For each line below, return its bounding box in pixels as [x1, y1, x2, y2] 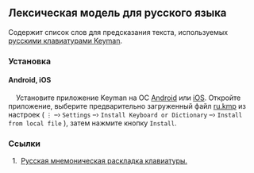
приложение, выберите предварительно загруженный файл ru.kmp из [8, 101, 246, 110]
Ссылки [8, 138, 41, 149]
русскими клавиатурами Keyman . [8, 36, 123, 45]
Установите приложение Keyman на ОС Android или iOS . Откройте [15, 93, 241, 102]
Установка [8, 56, 52, 67]
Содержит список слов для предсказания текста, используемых [8, 27, 229, 37]
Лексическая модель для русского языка [8, 6, 227, 20]
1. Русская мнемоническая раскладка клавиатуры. [11, 156, 188, 166]
